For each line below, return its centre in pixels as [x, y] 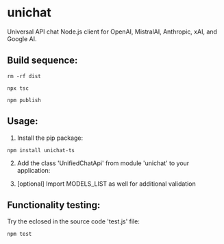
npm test [20, 234]
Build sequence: [42, 61]
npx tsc [18, 88]
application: [34, 170]
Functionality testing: [54, 205]
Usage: [23, 121]
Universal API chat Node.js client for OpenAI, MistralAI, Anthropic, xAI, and [112, 32]
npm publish [24, 100]
